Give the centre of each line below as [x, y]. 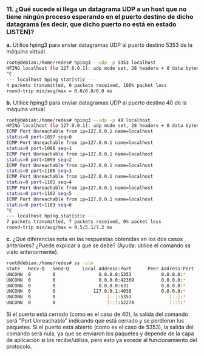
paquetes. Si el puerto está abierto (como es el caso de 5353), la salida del [100, 327]
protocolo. [19, 347]
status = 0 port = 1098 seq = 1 [39, 148]
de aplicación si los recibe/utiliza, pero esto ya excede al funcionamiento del [102, 340]
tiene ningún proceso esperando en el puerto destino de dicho [100, 16]
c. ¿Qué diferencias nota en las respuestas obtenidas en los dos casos [95, 239]
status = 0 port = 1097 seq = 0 [39, 137]
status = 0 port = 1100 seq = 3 [39, 171]
